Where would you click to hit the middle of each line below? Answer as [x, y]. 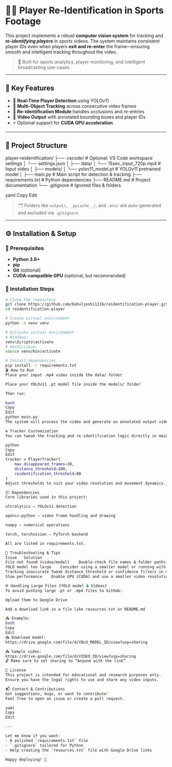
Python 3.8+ [26, 259]
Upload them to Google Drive [36, 600]
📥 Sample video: [24, 651]
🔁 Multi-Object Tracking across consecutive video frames [74, 106]
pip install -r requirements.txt [41, 366]
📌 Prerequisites [25, 248]
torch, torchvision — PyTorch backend [47, 534]
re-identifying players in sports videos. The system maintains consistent [83, 41]
